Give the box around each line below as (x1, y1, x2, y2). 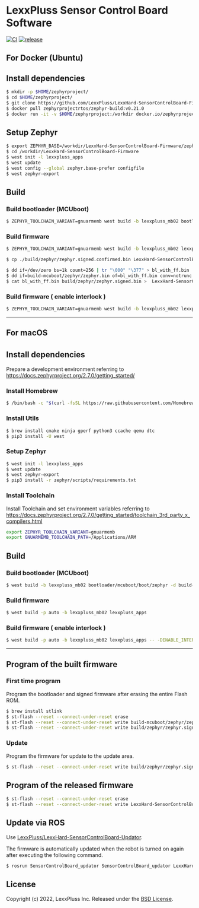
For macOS (6, 328, 48, 338)
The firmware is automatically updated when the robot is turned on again (6, 845, 184, 852)
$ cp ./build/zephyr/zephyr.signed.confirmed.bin (6, 256, 131, 263)
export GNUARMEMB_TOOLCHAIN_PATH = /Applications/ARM (6, 535, 136, 541)
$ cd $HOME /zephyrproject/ (6, 94, 73, 101)
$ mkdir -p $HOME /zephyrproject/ (6, 89, 89, 95)
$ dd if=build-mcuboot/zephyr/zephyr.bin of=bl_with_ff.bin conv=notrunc (6, 273, 192, 279)
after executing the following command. (6, 851, 104, 858)
